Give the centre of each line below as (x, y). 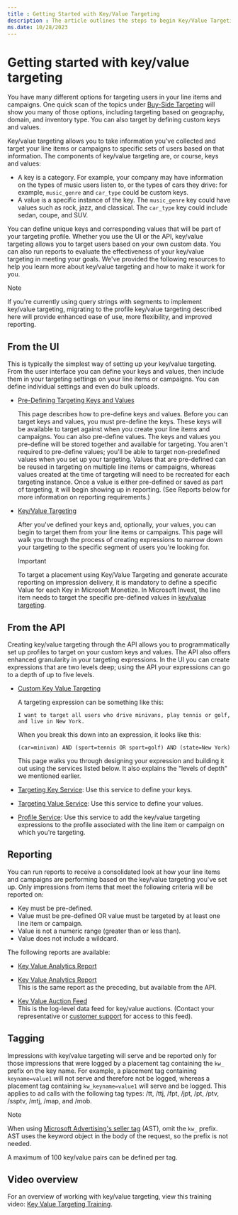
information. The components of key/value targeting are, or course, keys (113, 156)
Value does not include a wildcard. (68, 938)
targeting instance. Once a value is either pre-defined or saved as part (120, 482)
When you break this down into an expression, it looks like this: (109, 734)
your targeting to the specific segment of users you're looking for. (114, 547)
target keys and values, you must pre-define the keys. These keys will (119, 422)
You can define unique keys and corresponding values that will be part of (114, 229)
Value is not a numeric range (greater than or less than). (99, 931)
